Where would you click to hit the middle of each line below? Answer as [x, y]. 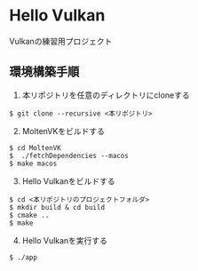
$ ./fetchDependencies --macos [69, 155]
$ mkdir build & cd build [57, 207]
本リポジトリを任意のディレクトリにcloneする [106, 95]
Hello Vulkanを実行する [65, 240]
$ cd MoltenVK [36, 147]
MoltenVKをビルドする [63, 131]
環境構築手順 [44, 72]
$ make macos [33, 163]
